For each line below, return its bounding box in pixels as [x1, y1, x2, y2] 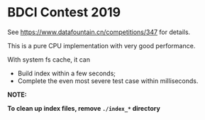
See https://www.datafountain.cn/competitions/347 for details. [7, 28, 191, 36]
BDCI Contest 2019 [7, 4, 121, 21]
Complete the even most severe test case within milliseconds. [17, 76, 199, 85]
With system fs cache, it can [7, 55, 91, 64]
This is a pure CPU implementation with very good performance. [7, 41, 196, 50]
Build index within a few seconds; [17, 69, 116, 77]
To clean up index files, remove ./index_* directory [7, 104, 161, 112]
